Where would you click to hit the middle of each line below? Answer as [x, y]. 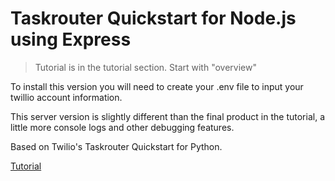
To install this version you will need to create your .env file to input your [157, 86]
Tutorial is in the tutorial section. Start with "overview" [145, 67]
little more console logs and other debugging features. [122, 127]
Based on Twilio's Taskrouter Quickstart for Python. [116, 146]
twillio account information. [66, 97]
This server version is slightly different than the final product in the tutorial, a [167, 116]
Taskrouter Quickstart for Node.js [153, 18]
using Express [71, 39]
